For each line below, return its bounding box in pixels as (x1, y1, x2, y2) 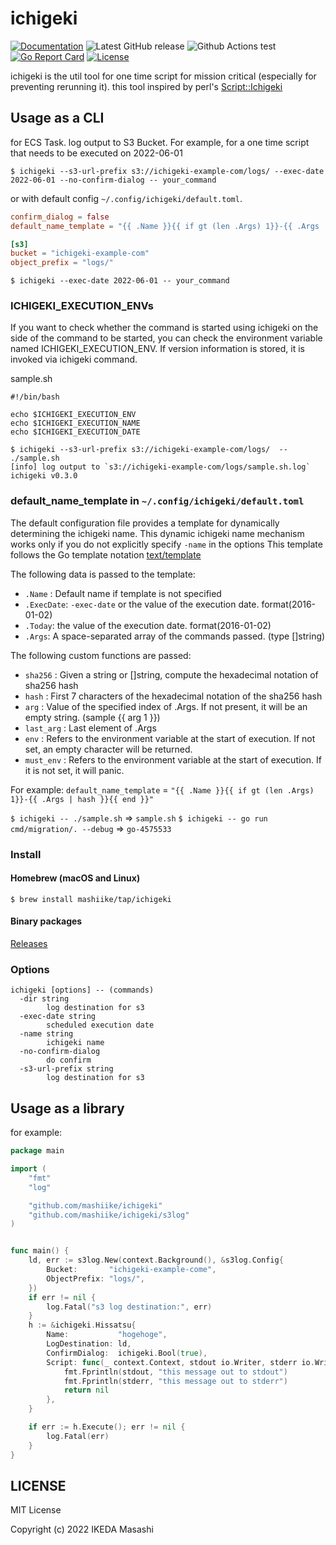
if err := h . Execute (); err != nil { (28, 1422, 186, 1432)
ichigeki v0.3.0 (10, 471, 78, 481)
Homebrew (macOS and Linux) (10, 872, 141, 884)
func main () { (10, 1246, 70, 1256)
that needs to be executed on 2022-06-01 (10, 147, 183, 159)
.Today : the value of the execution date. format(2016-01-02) (24, 619, 272, 631)
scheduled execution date (46, 1020, 155, 1031)
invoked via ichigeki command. (10, 353, 138, 366)
